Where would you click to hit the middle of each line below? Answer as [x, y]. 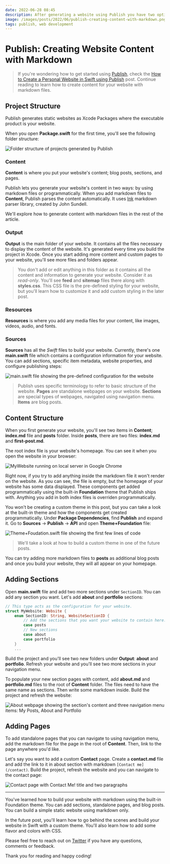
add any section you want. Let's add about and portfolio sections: [74, 597]
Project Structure [33, 106]
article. [12, 219]
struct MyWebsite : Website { [36, 611]
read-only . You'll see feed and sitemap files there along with [81, 280]
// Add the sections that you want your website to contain [88, 621]
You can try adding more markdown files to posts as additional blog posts [82, 558]
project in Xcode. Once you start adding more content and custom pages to [84, 254]
